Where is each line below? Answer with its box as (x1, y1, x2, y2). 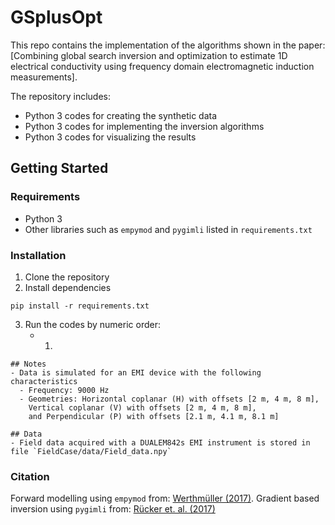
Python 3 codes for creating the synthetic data (24, 109, 218, 121)
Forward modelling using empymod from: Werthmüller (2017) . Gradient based (10, 492, 320, 505)
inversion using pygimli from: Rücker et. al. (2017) (10, 503, 216, 515)
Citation (10, 469, 50, 483)
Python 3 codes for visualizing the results (24, 131, 197, 143)
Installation (10, 248, 67, 262)
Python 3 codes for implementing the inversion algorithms (24, 120, 265, 132)
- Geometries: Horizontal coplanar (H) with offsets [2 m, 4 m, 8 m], (19, 394, 320, 404)
